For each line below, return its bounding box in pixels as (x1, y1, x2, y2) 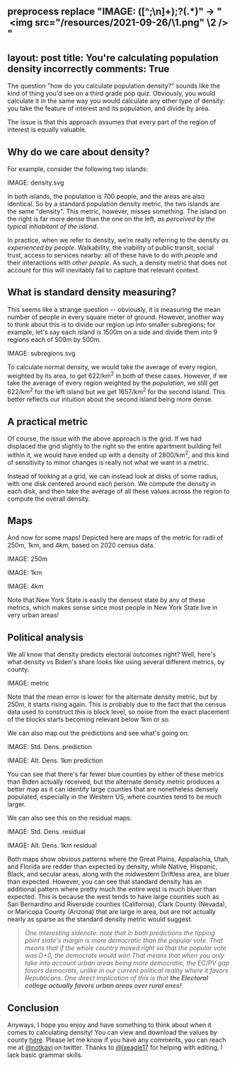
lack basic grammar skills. (7, 1050, 83, 1060)
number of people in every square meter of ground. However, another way (7, 313, 224, 321)
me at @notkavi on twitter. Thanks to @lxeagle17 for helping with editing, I (7, 1043, 223, 1052)
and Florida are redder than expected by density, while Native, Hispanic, (7, 862, 218, 871)
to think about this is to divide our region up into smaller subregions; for (7, 320, 216, 328)
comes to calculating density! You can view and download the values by (7, 1029, 218, 1037)
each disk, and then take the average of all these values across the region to (7, 487, 230, 495)
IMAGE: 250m (7, 555, 48, 563)
